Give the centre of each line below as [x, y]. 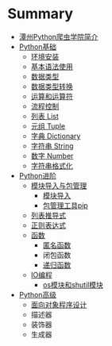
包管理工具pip [65, 205]
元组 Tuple [48, 126]
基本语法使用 [52, 66]
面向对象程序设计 [59, 304]
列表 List [44, 116]
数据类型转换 [52, 86]
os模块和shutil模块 [73, 284]
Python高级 [38, 294]
